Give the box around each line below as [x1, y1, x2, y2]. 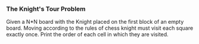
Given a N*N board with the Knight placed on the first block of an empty [6, 18, 184, 26]
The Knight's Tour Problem [6, 5, 86, 13]
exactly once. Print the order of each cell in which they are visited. [6, 31, 169, 38]
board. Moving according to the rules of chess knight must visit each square [6, 24, 194, 32]
